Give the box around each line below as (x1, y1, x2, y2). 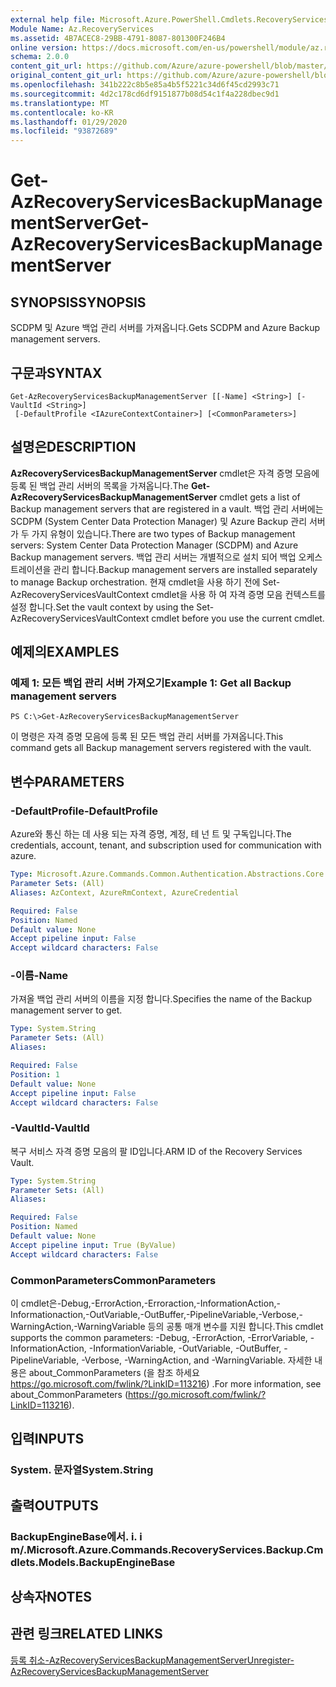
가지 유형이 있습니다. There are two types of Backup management (31, 527, 296, 540)
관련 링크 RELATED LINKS (10, 1626, 163, 1643)
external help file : (10, 14, 97, 25)
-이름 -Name (10, 969, 69, 983)
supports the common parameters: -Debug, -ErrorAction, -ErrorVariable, (10, 1332, 308, 1344)
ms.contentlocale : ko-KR (10, 107, 114, 118)
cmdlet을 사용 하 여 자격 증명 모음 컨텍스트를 (151, 588, 326, 600)
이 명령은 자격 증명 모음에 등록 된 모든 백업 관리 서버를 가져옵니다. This (10, 731, 284, 743)
